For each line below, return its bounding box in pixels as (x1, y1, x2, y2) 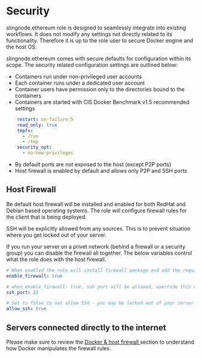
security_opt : (17, 144, 52, 151)
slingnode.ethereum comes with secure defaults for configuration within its (6, 55, 191, 62)
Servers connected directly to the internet (6, 323, 166, 333)
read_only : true (17, 122, 58, 128)
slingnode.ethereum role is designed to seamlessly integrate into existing (6, 24, 187, 31)
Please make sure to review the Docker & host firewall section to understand (6, 338, 194, 345)
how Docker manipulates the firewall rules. (6, 344, 111, 352)
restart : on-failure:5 (17, 116, 74, 123)
